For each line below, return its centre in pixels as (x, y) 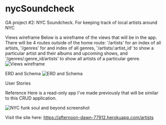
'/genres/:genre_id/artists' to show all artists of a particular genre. (73, 58)
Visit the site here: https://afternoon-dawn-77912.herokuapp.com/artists (79, 117)
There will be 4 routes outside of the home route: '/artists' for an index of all (83, 42)
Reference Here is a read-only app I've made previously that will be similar (82, 93)
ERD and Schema (23, 73)
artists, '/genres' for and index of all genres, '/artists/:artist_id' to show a (79, 48)
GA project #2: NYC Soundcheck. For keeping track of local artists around (81, 22)
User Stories (18, 83)
